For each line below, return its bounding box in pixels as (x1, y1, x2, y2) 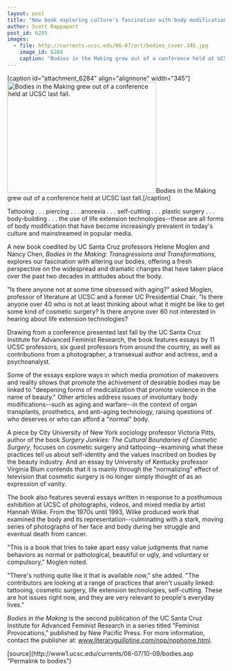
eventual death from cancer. (7, 529, 88, 538)
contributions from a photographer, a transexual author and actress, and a (7, 350, 217, 358)
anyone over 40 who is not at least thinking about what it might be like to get (7, 300, 225, 308)
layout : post (7, 10, 45, 17)
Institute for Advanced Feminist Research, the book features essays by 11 (7, 335, 215, 343)
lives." (7, 601, 25, 609)
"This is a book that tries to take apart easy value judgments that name (7, 543, 209, 551)
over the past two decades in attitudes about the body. (7, 272, 164, 280)
